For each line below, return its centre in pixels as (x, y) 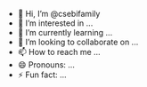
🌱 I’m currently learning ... (65, 32)
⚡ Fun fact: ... (42, 75)
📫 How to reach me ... (59, 52)
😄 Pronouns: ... (46, 65)
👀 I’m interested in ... (55, 23)
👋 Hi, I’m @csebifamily (59, 14)
